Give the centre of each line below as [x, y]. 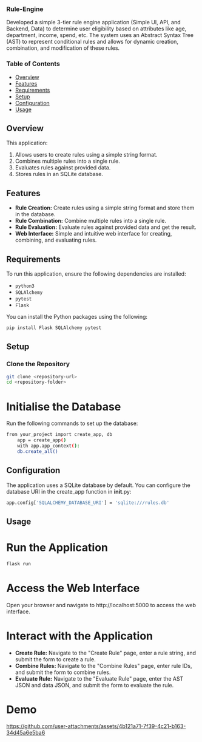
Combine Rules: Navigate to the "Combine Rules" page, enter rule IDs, [103, 665]
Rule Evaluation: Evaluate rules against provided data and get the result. [106, 227]
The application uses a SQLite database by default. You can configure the [98, 485]
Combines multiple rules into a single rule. [67, 161]
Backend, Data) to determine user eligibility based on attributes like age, [96, 29]
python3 [25, 286]
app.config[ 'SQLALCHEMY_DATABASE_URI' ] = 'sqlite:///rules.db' [88, 503]
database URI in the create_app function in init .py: [69, 491]
